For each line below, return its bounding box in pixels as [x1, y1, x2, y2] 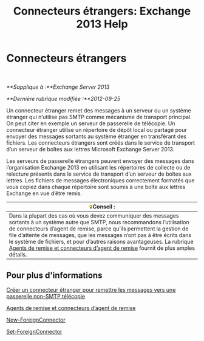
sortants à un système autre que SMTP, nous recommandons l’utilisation [8, 218, 189, 226]
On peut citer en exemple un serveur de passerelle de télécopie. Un [6, 120, 175, 127]
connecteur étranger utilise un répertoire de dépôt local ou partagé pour [6, 126, 187, 133]
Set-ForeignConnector [6, 328, 63, 335]
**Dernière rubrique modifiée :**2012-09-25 [6, 95, 121, 102]
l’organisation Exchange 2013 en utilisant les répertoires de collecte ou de [6, 164, 191, 171]
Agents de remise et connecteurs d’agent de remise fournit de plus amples [8, 244, 195, 252]
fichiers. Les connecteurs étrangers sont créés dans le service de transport [6, 139, 195, 146]
